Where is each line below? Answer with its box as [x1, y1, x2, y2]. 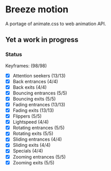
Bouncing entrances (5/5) [12, 90, 67, 96]
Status [5, 51, 22, 58]
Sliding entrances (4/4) [12, 136, 62, 142]
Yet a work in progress [5, 35, 79, 44]
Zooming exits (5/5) [12, 159, 55, 165]
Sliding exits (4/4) [12, 142, 51, 148]
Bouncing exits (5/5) [12, 96, 56, 102]
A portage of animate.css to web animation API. [5, 21, 106, 27]
